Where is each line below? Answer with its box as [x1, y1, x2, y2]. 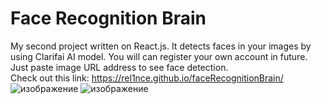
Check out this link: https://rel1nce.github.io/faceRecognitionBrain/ [10, 72, 284, 84]
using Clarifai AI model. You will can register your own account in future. [10, 50, 308, 62]
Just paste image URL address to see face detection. [10, 61, 229, 73]
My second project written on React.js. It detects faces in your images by [10, 40, 312, 52]
